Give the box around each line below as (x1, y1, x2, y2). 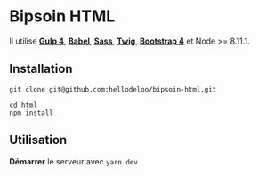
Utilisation (9, 132, 68, 148)
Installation (9, 61, 73, 76)
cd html (9, 100, 38, 109)
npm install (9, 108, 53, 117)
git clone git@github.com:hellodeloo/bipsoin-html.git (9, 84, 217, 94)
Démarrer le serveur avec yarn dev (9, 156, 138, 166)
